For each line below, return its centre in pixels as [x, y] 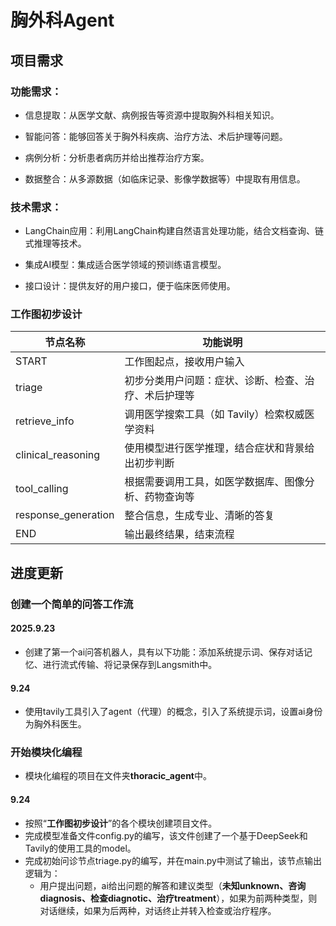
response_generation [65, 515]
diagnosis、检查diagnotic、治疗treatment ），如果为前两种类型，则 [178, 898]
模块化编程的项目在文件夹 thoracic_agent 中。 [118, 776]
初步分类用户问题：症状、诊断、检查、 [214, 381]
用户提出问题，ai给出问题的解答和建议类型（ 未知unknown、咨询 [173, 885]
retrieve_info [45, 421]
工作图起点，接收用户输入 [184, 362]
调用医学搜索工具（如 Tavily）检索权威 [214, 414]
